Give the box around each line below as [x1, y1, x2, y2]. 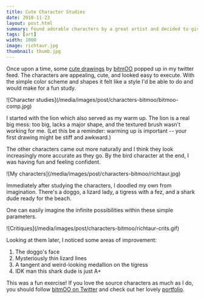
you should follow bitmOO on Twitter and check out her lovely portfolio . [6, 286, 185, 293]
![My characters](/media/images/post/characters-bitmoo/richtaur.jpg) [6, 170, 181, 177]
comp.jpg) [6, 102, 32, 110]
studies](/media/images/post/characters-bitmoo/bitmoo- [36, 96, 179, 103]
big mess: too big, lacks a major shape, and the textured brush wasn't [6, 121, 181, 128]
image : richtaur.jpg [6, 43, 59, 49]
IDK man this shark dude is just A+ [15, 267, 101, 275]
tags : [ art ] [6, 32, 36, 38]
